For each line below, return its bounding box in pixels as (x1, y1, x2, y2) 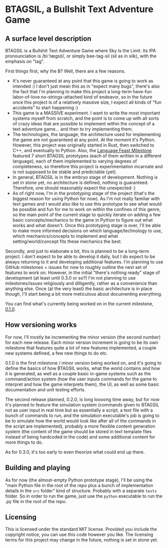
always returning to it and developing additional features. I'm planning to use (5, 259, 163, 265)
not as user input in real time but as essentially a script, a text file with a (5, 407, 153, 413)
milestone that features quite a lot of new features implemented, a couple (5, 345, 156, 351)
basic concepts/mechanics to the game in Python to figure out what (12, 217, 153, 223)
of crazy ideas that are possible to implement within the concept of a (12, 121, 155, 126)
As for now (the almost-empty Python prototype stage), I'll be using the (5, 477, 153, 483)
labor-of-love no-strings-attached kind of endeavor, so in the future (12, 94, 152, 100)
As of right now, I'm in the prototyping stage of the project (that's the (12, 190, 155, 196)
